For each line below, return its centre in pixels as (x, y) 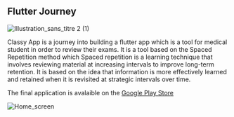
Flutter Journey (42, 12)
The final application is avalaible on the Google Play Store (91, 92)
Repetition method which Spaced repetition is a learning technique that (110, 57)
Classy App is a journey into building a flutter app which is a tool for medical (117, 42)
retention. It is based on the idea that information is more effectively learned (117, 71)
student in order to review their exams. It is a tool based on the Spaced (110, 49)
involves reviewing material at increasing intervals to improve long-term (111, 64)
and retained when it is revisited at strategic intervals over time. (99, 79)
